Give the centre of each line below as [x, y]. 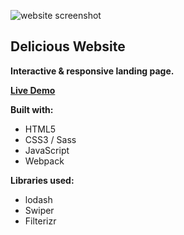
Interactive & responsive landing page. [92, 71]
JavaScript [47, 150]
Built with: [32, 109]
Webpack [44, 161]
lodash [38, 199]
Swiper [39, 210]
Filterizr [40, 221]
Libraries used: [42, 180]
